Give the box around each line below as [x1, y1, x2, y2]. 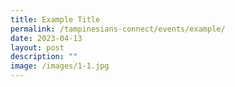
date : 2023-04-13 [10, 33, 83, 43]
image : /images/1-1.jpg [10, 61, 110, 71]
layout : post [10, 42, 65, 53]
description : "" [10, 52, 78, 62]
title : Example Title [10, 14, 101, 25]
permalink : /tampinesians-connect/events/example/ [10, 24, 226, 34]
